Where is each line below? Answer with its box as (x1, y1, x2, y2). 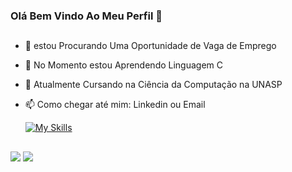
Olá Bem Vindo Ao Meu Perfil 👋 (10, 9, 163, 23)
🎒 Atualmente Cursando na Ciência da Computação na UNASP (24, 79, 283, 91)
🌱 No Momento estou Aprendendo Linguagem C (24, 59, 224, 71)
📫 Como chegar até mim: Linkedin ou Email (24, 99, 206, 111)
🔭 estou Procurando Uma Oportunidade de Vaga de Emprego (24, 40, 277, 52)
